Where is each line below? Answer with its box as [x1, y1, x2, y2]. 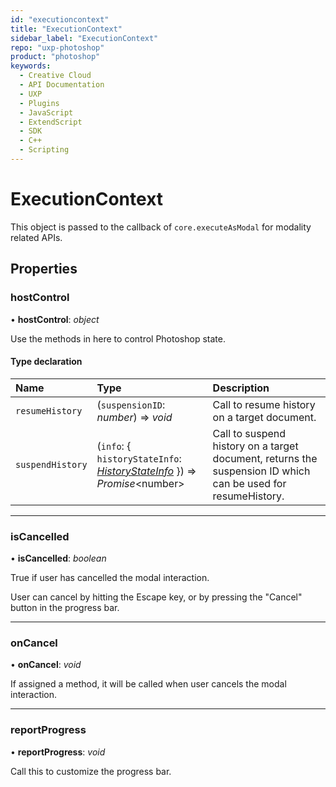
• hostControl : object [10, 313, 100, 325]
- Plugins [19, 98, 60, 108]
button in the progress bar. [10, 602, 120, 613]
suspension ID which [212, 464, 311, 478]
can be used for [212, 476, 287, 490]
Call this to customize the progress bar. [10, 765, 172, 777]
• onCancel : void [10, 659, 82, 671]
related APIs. [10, 231, 63, 243]
